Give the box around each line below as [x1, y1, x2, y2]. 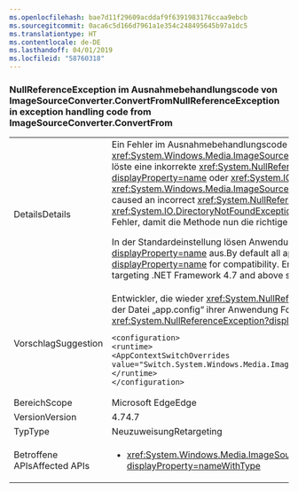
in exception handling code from [9, 105, 153, 118]
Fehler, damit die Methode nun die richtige [111, 216, 288, 229]
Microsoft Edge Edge [111, 396, 197, 409]
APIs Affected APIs [13, 460, 90, 472]
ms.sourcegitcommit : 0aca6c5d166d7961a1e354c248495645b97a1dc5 [9, 21, 248, 30]
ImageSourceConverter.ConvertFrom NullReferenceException [9, 94, 280, 106]
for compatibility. [208, 258, 279, 270]
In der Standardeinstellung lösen [111, 236, 247, 248]
